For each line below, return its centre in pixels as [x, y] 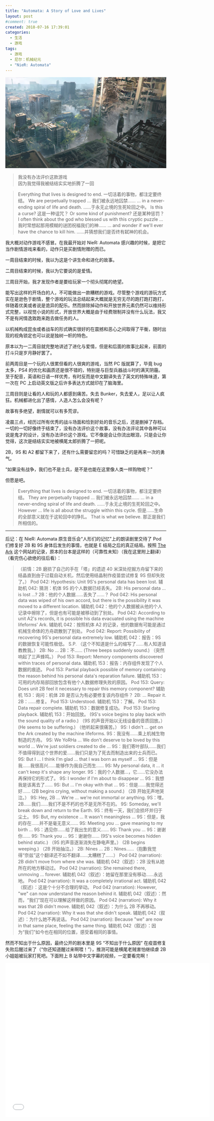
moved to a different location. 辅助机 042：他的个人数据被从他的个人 [90, 606]
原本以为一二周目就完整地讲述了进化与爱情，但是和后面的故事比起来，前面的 [86, 346]
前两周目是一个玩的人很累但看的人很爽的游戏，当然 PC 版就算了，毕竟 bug [84, 363]
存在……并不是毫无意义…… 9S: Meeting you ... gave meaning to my [93, 823]
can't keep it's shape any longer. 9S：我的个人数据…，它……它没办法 [90, 772]
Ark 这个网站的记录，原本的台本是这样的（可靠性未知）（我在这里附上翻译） [85, 551]
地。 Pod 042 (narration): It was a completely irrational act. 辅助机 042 [92, 881]
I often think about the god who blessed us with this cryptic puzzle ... [90, 219]
